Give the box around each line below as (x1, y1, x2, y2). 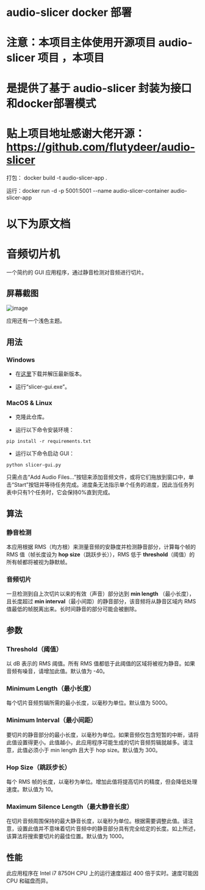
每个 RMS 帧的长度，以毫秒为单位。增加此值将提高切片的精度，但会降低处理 (6, 778, 198, 785)
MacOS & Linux (6, 399, 52, 407)
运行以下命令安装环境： (15, 426, 74, 434)
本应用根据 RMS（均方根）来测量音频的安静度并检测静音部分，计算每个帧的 (6, 544, 196, 551)
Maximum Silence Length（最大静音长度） (6, 802, 133, 811)
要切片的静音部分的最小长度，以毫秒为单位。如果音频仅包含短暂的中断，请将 (6, 731, 199, 738)
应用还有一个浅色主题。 (6, 317, 65, 325)
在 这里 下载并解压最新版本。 (15, 370, 85, 378)
